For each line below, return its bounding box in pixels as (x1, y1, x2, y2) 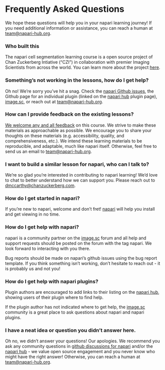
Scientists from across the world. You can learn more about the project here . (5, 64, 161, 70)
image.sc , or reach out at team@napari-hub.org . (5, 98, 103, 104)
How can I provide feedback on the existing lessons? (5, 111, 134, 118)
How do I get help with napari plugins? (5, 278, 99, 285)
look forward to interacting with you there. (5, 245, 91, 251)
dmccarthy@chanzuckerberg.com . (5, 183, 76, 188)
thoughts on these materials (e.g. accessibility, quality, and (5, 133, 125, 139)
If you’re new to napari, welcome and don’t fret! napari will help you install (5, 206, 155, 212)
